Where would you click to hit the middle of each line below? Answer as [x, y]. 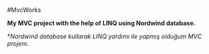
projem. [18, 43]
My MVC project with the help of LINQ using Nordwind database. [101, 23]
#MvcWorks [24, 10]
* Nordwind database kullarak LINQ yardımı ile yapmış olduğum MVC [104, 36]
